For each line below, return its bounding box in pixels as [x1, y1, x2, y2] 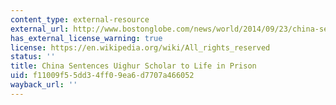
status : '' [10, 52, 56, 62]
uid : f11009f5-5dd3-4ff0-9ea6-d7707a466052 [10, 71, 195, 81]
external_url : [10, 24, 70, 34]
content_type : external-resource [10, 14, 150, 25]
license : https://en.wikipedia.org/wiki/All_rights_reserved [10, 42, 271, 53]
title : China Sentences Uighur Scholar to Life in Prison [10, 61, 257, 71]
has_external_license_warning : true [10, 33, 163, 43]
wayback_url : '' [10, 80, 78, 90]
